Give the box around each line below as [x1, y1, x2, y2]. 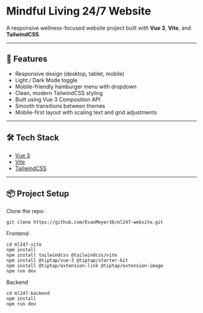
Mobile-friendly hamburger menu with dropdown [14, 83, 137, 90]
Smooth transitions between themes [14, 102, 106, 110]
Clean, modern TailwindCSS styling [14, 89, 103, 96]
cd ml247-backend [6, 291, 50, 297]
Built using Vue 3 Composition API [14, 96, 101, 103]
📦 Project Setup [6, 188, 69, 199]
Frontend [6, 230, 29, 237]
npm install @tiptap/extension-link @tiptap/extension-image [6, 263, 164, 269]
